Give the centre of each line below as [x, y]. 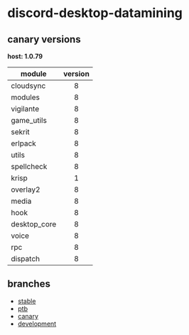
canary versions [44, 39]
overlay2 [26, 190]
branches [29, 284]
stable [27, 301]
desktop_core [34, 224]
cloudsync [28, 86]
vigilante [25, 109]
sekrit [20, 132]
